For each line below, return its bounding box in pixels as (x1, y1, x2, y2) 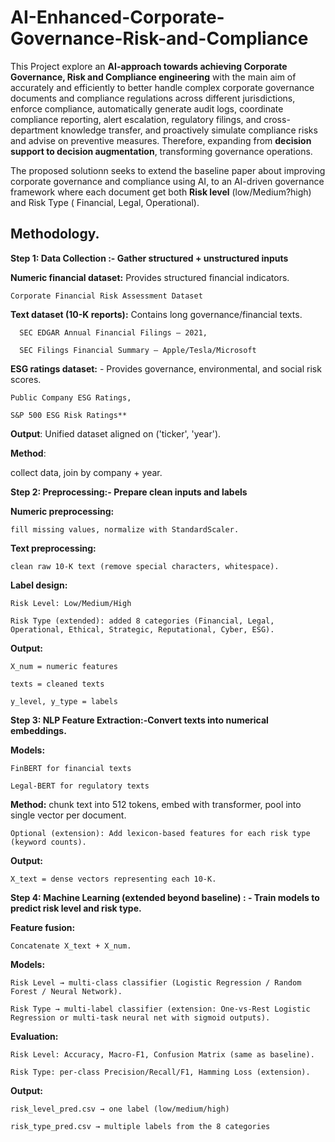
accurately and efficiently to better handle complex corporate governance (10, 81, 315, 93)
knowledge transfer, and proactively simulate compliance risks (60, 124, 318, 136)
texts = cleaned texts (10, 679, 105, 689)
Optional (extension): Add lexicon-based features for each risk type (10, 828, 311, 838)
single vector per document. (10, 809, 127, 821)
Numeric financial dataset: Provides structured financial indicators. (10, 271, 290, 283)
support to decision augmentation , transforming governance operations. (10, 145, 313, 157)
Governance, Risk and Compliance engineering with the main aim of (10, 71, 297, 83)
